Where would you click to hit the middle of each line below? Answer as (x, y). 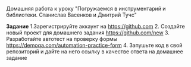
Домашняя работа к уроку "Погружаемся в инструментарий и (86, 9)
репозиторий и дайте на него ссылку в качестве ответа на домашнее (95, 52)
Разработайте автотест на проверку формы (62, 39)
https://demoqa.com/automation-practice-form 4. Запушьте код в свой (94, 45)
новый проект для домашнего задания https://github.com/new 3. (88, 33)
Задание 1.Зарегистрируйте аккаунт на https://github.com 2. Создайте (96, 26)
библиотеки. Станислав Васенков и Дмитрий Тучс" (71, 15)
